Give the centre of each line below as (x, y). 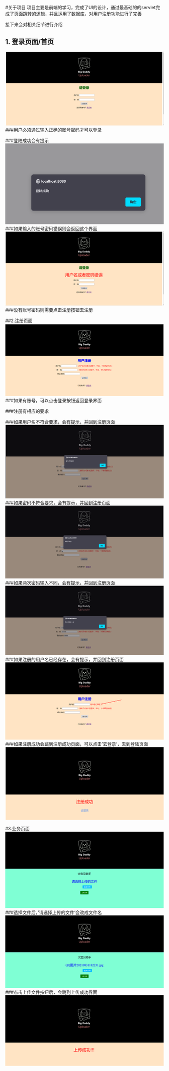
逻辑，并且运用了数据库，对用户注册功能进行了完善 (89, 14)
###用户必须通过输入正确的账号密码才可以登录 (54, 130)
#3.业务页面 (18, 829)
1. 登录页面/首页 (30, 42)
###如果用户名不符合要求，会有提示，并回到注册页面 (60, 422)
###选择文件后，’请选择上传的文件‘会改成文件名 (54, 913)
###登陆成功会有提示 (27, 141)
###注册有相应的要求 (27, 411)
